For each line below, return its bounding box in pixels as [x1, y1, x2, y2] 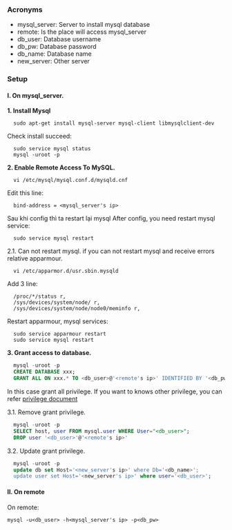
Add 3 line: [7, 280, 38, 288]
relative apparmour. [7, 254, 63, 263]
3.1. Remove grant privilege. [7, 408, 86, 416]
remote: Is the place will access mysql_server [17, 28, 147, 36]
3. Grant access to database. [7, 349, 92, 357]
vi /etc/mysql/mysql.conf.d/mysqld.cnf [13, 177, 128, 184]
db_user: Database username [17, 35, 101, 43]
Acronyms [7, 5, 43, 14]
